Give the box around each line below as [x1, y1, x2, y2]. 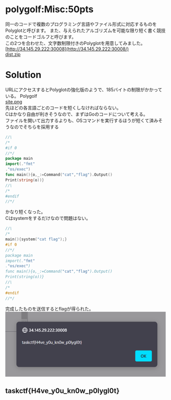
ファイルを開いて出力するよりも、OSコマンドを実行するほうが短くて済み [5, 117, 159, 123]
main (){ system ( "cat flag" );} [5, 237, 67, 242]
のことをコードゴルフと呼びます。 [5, 34, 76, 40]
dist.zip [5, 51, 21, 57]
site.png [5, 98, 22, 105]
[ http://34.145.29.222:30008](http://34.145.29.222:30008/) [5, 46, 129, 52]
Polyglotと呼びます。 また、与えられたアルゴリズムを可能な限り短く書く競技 [5, 27, 166, 34]
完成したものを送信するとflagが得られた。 [5, 305, 94, 311]
